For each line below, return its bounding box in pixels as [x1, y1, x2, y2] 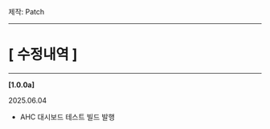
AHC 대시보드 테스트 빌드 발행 [19, 111, 115, 122]
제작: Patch [8, 7, 45, 16]
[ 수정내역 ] [8, 46, 78, 64]
